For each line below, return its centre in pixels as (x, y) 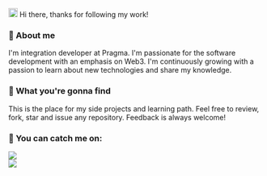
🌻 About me (32, 35)
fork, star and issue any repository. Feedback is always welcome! (117, 117)
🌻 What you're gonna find (60, 91)
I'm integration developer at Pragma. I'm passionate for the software (122, 53)
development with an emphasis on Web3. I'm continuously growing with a (131, 61)
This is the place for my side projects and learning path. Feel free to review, (134, 108)
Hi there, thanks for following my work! (84, 15)
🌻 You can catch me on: (55, 138)
